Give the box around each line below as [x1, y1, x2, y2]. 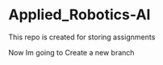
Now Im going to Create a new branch [8, 47, 135, 57]
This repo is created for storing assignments [8, 32, 156, 42]
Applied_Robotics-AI [8, 6, 151, 24]
